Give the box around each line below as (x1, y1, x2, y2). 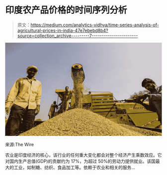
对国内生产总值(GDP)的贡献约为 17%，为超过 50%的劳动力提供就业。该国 (5, 158, 156, 164)
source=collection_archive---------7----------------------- (17, 33, 138, 39)
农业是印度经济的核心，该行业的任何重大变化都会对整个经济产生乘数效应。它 (5, 152, 162, 158)
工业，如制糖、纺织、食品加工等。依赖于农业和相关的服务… (13, 165, 136, 171)
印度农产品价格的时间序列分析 (5, 4, 128, 16)
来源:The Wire (5, 142, 34, 148)
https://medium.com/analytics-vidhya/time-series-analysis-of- (30, 22, 159, 28)
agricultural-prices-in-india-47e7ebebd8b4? (17, 27, 108, 33)
